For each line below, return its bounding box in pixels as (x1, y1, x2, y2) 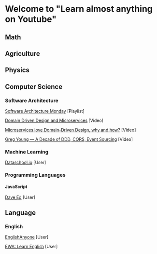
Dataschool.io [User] (5, 159, 46, 166)
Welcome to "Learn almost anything (5, 3, 153, 15)
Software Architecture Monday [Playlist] (5, 108, 85, 114)
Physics (5, 66, 30, 74)
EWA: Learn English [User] (5, 244, 58, 250)
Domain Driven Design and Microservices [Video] (5, 118, 104, 123)
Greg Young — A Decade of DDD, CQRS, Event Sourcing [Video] (5, 136, 133, 142)
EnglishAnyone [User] (5, 234, 49, 240)
